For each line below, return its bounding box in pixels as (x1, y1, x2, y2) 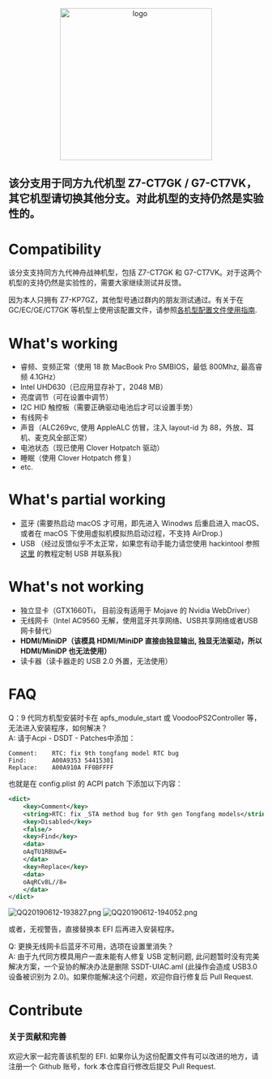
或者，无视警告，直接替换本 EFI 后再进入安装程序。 (8, 924, 180, 934)
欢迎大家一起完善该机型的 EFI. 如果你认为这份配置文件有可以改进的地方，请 (8, 1051, 259, 1061)
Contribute (8, 1001, 83, 1019)
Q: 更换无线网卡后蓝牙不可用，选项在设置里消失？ (8, 941, 174, 952)
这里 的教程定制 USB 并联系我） (19, 549, 127, 559)
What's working (8, 334, 118, 353)
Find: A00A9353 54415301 (8, 756, 114, 765)
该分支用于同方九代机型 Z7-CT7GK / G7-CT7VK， (8, 177, 257, 191)
